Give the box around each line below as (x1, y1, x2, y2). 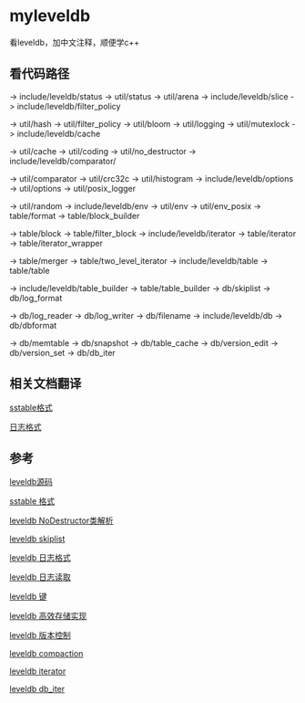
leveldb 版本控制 (9, 630, 71, 641)
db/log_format (9, 292, 63, 303)
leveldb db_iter (9, 684, 66, 695)
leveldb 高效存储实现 (9, 611, 87, 622)
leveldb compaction (9, 648, 84, 659)
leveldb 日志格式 (9, 552, 71, 563)
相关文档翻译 (9, 376, 82, 392)
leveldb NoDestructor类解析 (9, 515, 114, 526)
